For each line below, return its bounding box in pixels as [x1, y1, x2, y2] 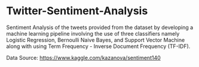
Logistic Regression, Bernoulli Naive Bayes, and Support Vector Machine [6, 36, 185, 43]
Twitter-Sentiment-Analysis [6, 4, 148, 18]
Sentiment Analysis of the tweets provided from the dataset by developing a [6, 24, 194, 31]
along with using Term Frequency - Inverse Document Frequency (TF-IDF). [6, 43, 191, 50]
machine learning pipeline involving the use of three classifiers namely [6, 30, 180, 37]
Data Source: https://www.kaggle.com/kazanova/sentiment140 [6, 54, 161, 61]
